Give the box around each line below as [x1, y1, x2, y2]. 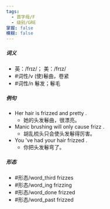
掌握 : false [6, 25, 33, 31]
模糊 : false [6, 31, 33, 36]
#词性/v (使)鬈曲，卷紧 [14, 73, 69, 80]
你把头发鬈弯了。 [23, 144, 65, 151]
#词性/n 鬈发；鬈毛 [14, 80, 60, 87]
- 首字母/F [11, 14, 35, 20]
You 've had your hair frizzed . [14, 137, 88, 144]
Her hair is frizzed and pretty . [14, 110, 87, 117]
